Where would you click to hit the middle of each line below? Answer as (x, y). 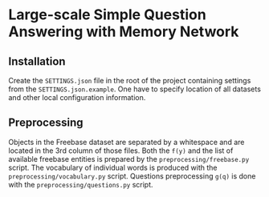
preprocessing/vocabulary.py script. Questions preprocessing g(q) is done (132, 176)
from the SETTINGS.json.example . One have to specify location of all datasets (134, 89)
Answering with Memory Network (124, 32)
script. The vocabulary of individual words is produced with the (113, 167)
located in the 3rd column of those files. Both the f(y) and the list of (121, 151)
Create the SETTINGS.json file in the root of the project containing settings (130, 80)
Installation (37, 61)
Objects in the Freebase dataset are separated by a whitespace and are (126, 142)
